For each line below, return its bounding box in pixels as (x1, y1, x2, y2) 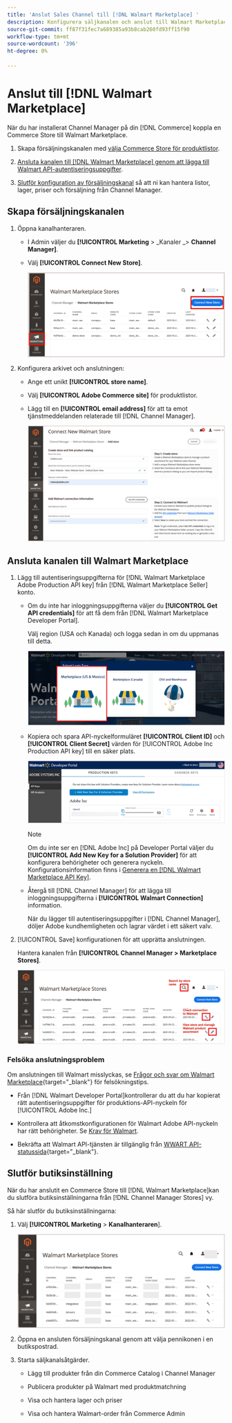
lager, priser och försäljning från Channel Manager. (17, 186, 162, 194)
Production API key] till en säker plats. (27, 747, 136, 755)
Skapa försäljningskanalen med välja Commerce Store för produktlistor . (17, 144, 220, 152)
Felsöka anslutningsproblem (7, 1054, 105, 1064)
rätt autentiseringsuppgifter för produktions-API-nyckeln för (17, 1099, 188, 1107)
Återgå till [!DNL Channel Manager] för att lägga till (27, 887, 171, 895)
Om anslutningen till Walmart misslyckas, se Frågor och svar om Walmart (7, 1070, 215, 1079)
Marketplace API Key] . (27, 873, 91, 881)
